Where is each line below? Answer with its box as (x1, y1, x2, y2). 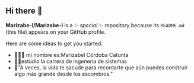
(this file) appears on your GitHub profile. (5, 28, 106, 36)
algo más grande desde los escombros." (14, 70, 113, 77)
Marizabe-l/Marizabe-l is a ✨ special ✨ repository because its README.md (5, 21, 185, 28)
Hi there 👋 (5, 6, 43, 16)
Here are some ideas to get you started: (5, 40, 103, 47)
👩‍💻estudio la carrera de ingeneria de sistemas (14, 58, 127, 65)
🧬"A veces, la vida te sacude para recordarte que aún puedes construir (14, 63, 188, 71)
